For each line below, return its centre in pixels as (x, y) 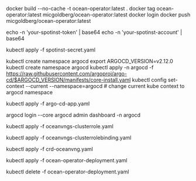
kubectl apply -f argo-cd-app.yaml (48, 104)
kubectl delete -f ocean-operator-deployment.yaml (68, 172)
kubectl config (149, 80)
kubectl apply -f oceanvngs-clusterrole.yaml (60, 126)
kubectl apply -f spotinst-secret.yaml (51, 50)
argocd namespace (30, 92)
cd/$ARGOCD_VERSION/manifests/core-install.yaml (68, 80)
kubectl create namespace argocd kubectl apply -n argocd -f (80, 67)
